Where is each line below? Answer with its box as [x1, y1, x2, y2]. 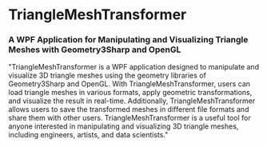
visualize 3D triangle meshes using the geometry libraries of [8, 70, 206, 81]
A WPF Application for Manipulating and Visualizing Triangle [8, 34, 249, 46]
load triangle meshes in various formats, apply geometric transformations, [8, 88, 253, 97]
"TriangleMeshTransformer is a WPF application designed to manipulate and [8, 62, 260, 72]
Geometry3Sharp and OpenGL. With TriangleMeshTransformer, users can [8, 79, 250, 89]
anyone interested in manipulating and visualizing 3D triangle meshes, [8, 121, 239, 131]
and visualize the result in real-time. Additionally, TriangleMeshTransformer [8, 96, 256, 105]
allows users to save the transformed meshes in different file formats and [8, 105, 249, 114]
